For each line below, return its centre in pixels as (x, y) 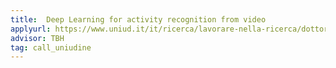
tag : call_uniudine (51, 47)
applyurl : (31, 29)
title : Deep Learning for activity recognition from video (138, 19)
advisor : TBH (37, 38)
